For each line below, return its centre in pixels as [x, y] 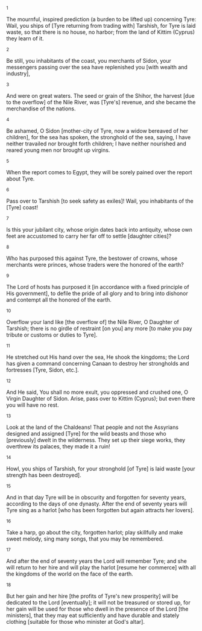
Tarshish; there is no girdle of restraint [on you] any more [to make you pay [99, 328]
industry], [18, 74]
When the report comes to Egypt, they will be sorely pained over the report [99, 172]
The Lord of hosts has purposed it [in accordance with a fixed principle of [98, 287]
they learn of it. [25, 38]
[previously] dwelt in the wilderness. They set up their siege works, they [96, 440]
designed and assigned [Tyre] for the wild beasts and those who [87, 433]
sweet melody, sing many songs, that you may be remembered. [85, 539]
